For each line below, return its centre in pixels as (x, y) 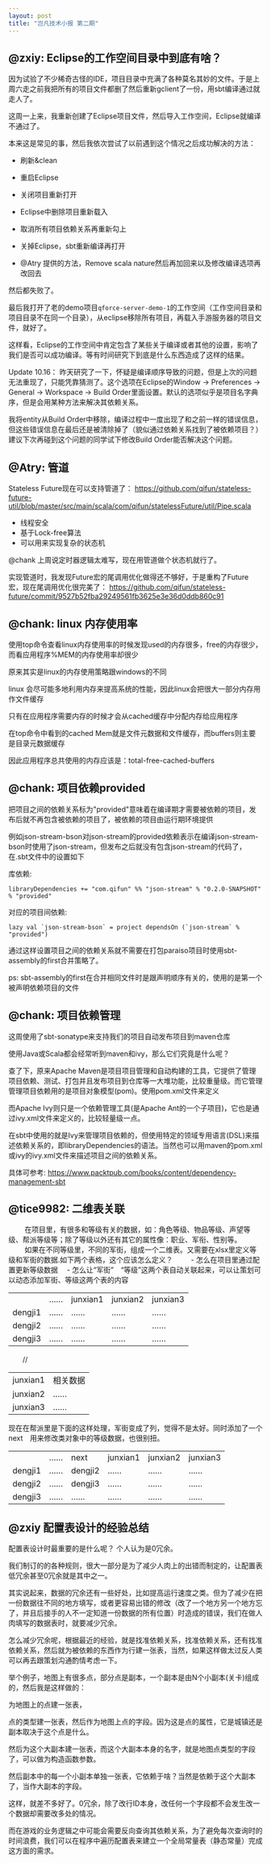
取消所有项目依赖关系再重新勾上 (73, 229)
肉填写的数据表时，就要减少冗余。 (65, 1623)
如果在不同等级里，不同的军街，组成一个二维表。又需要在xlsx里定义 (137, 1250)
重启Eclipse (39, 177)
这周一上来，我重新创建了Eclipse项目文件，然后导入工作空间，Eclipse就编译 (135, 116)
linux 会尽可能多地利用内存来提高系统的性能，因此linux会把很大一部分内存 (131, 688)
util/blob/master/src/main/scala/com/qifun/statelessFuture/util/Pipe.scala (130, 506)
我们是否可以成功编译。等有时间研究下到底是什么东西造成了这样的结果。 (128, 355)
